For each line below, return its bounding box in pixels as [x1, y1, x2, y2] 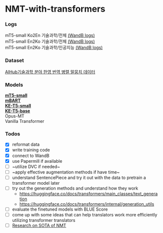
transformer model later [12, 180, 60, 186]
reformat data [12, 141, 40, 147]
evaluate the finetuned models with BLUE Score [12, 206, 108, 212]
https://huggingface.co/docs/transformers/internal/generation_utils [19, 201, 154, 207]
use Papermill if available [12, 158, 62, 164]
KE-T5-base [5, 108, 30, 114]
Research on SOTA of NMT [12, 223, 67, 228]
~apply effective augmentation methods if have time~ [12, 169, 120, 175]
